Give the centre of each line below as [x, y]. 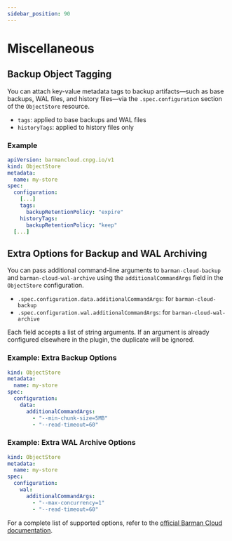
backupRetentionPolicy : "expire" [75, 212]
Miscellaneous [51, 48]
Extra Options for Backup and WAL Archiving [107, 253]
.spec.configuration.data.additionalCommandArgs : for [95, 299]
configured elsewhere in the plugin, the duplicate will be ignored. [101, 340]
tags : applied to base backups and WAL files [82, 119]
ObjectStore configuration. [46, 286]
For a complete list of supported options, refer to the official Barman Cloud [115, 523]
